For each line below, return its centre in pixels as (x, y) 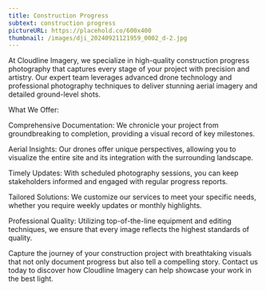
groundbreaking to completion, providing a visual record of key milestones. (132, 134)
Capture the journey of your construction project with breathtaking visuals (130, 254)
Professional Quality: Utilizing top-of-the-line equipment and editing (120, 221)
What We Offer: (34, 110)
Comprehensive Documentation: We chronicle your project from (113, 125)
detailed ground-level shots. (55, 94)
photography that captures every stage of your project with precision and (129, 69)
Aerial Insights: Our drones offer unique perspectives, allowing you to (122, 149)
